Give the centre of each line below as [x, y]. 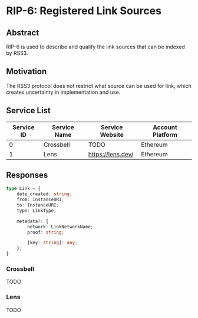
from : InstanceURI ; [41, 200]
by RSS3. [17, 53]
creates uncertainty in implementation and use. [63, 92]
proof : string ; [46, 232]
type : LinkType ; [37, 211]
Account [165, 127]
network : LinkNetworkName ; [60, 227]
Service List [29, 111]
